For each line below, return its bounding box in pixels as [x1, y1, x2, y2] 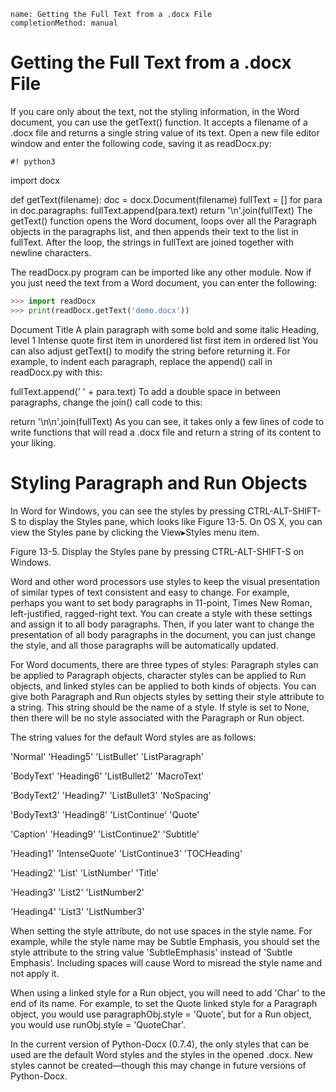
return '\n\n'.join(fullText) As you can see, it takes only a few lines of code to [10, 415, 325, 427]
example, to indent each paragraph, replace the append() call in [10, 355, 273, 367]
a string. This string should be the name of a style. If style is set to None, [10, 701, 310, 713]
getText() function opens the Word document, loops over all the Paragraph [10, 215, 318, 227]
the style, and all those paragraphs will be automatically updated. [10, 639, 279, 651]
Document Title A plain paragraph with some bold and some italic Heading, [10, 323, 320, 335]
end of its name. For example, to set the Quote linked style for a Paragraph [10, 997, 318, 1009]
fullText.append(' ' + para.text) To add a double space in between [10, 385, 282, 397]
